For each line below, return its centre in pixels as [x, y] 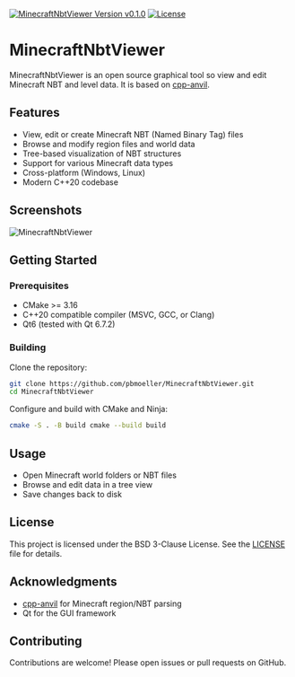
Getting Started [53, 260]
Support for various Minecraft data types [97, 163]
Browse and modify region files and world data [108, 144]
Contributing [46, 641]
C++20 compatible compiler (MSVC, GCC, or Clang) [118, 315]
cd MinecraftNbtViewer [52, 392]
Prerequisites [39, 286]
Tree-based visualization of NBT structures [102, 154]
